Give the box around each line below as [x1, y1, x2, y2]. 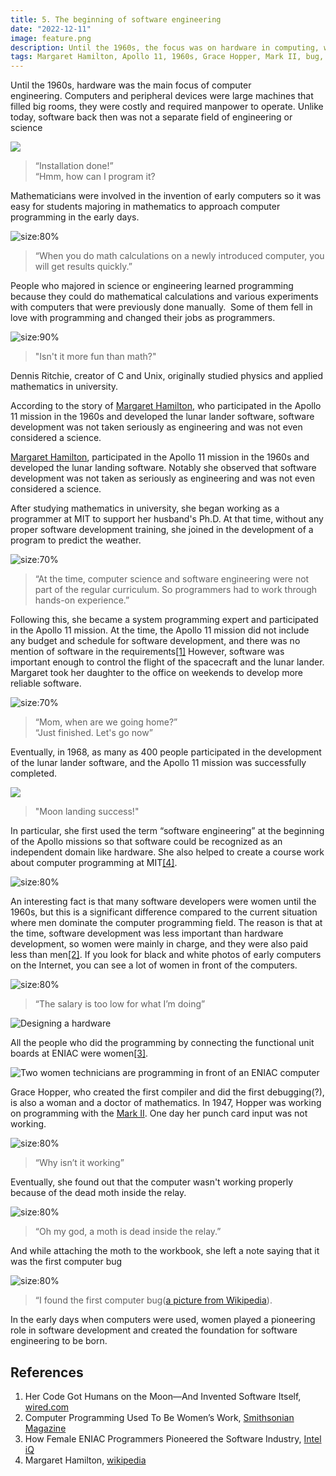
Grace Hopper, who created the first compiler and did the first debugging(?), [10, 1086, 325, 1098]
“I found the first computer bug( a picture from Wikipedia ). [34, 1294, 273, 1306]
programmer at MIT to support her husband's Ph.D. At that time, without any [10, 513, 324, 525]
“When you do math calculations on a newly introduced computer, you [34, 250, 325, 262]
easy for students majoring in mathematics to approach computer [10, 201, 281, 213]
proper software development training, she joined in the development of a [10, 524, 314, 536]
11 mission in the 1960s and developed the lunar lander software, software [10, 411, 315, 423]
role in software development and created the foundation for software [10, 1324, 298, 1336]
